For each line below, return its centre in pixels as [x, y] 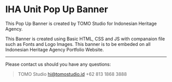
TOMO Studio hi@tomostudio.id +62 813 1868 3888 [72, 74]
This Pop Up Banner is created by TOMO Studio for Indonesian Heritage [81, 23]
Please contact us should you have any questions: [58, 64]
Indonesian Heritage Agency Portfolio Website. [55, 49]
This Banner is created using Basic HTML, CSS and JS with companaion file [85, 39]
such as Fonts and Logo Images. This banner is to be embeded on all [78, 44]
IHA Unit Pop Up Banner [57, 9]
